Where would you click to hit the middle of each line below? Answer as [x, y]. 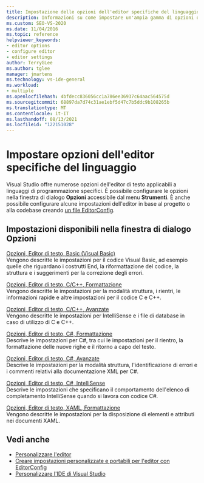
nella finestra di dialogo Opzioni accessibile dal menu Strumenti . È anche [98, 197]
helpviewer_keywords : [34, 40]
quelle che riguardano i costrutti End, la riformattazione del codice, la [93, 266]
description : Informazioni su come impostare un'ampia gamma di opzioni [100, 18]
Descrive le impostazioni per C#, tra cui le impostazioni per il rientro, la [95, 340]
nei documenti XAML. [33, 421]
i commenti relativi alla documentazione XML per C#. [73, 371]
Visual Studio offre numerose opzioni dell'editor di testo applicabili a [91, 184]
